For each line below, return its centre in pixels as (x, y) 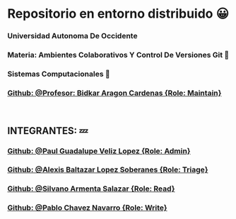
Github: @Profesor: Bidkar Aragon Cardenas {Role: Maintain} (114, 93)
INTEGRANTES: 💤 (48, 131)
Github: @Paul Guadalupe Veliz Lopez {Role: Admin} (99, 151)
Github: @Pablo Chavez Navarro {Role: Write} (87, 208)
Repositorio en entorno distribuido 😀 (118, 14)
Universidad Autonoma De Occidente (72, 36)
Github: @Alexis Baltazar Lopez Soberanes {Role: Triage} (108, 170)
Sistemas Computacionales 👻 (59, 74)
